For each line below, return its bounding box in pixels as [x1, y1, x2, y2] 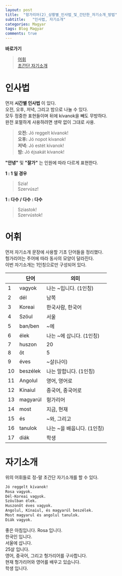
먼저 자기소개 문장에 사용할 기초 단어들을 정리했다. [5, 249, 104, 255]
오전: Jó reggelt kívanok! [17, 130, 69, 136]
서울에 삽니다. [5, 539, 33, 546]
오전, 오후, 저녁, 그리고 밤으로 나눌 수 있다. [5, 106, 88, 112]
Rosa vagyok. [5, 489, 33, 494]
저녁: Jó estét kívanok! [17, 142, 65, 149]
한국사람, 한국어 [46, 304, 82, 311]
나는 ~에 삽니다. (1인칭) [46, 332, 100, 339]
